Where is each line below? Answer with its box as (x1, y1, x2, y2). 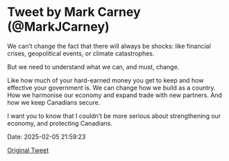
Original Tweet (7, 146, 49, 154)
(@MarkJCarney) (7, 19, 110, 35)
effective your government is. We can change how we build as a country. (7, 83, 217, 92)
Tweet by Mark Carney (7, 4, 141, 20)
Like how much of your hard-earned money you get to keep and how (7, 76, 204, 84)
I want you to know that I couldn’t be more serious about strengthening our (7, 112, 221, 120)
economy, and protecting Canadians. (7, 119, 113, 127)
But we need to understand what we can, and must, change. (7, 62, 180, 71)
